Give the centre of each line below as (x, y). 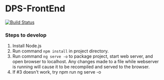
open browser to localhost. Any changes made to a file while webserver (85, 62)
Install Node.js (27, 46)
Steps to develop (26, 35)
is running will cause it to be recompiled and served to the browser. (81, 67)
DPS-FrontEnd (35, 9)
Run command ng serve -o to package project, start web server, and (82, 56)
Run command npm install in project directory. (60, 51)
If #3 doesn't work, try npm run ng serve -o (57, 72)
